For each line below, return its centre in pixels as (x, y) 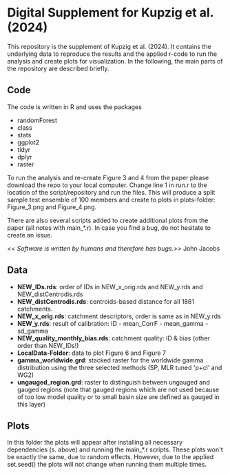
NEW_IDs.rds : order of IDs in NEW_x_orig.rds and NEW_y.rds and (110, 287)
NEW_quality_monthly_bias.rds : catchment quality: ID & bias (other (113, 338)
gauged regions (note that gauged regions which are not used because (118, 389)
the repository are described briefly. (58, 68)
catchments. (35, 309)
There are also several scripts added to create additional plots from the (108, 220)
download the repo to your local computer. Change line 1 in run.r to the (107, 185)
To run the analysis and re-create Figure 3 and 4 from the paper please (108, 177)
